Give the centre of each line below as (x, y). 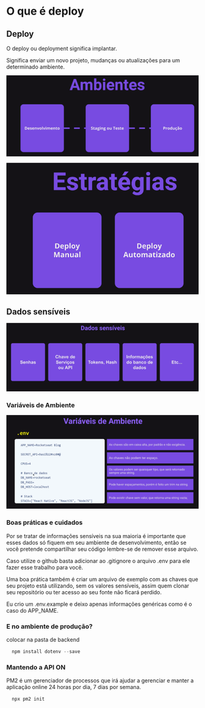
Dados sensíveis (38, 312)
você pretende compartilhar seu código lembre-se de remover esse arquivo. (102, 549)
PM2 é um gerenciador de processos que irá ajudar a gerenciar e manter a (100, 680)
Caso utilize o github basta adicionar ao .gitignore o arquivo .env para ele (98, 561)
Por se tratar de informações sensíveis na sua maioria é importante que (96, 536)
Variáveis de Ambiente (41, 405)
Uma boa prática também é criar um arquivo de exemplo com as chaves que (102, 579)
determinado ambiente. (36, 67)
